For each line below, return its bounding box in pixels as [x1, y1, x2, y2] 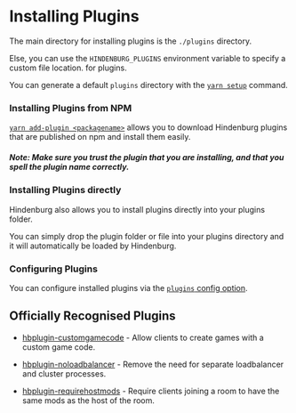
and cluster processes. [21, 368, 107, 379]
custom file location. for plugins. [9, 62, 127, 73]
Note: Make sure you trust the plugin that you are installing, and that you [9, 151, 284, 162]
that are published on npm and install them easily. [9, 132, 191, 142]
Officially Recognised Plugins [9, 309, 176, 324]
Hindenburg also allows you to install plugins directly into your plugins [9, 204, 265, 215]
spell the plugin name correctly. [9, 161, 130, 172]
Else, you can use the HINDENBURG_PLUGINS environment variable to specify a [9, 53, 286, 63]
